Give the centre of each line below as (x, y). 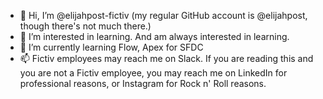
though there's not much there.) (85, 26)
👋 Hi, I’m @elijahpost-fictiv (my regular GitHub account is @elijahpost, (163, 15)
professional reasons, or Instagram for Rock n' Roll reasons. (143, 83)
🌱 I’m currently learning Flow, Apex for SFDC (111, 47)
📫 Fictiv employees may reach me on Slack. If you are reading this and (166, 58)
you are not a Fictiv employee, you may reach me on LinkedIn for (153, 73)
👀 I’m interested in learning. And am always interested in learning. (154, 36)
